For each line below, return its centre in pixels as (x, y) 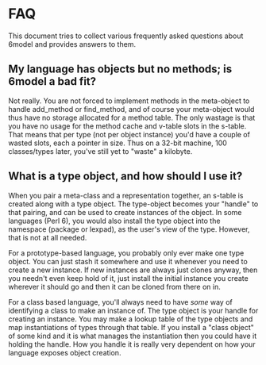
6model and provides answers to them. (72, 44)
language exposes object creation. (65, 352)
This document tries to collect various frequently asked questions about (126, 36)
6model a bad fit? (52, 81)
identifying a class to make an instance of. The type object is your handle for (133, 310)
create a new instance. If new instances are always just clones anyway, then (133, 270)
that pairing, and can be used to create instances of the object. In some (125, 212)
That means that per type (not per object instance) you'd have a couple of (129, 134)
